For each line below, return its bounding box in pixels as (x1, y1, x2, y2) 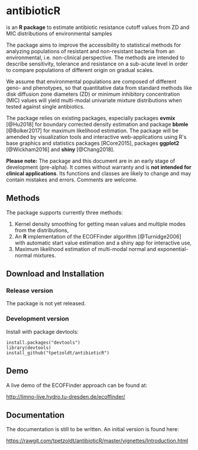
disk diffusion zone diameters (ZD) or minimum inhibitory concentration (6, 90, 180, 97)
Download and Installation (6, 269, 105, 279)
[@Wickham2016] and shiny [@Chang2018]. (6, 146, 115, 153)
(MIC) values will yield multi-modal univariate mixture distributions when (6, 96, 182, 104)
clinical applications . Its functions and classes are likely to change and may (6, 169, 191, 177)
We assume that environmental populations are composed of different (6, 78, 177, 85)
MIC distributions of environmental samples (6, 30, 112, 37)
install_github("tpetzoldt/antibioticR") (6, 350, 110, 356)
